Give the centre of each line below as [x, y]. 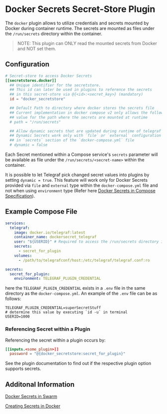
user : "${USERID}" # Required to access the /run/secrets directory [86, 242]
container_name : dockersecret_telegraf [55, 237]
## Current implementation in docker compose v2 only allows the [79, 113]
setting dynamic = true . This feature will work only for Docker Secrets [77, 180]
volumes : [23, 256]
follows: [13, 299]
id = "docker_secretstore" [38, 99]
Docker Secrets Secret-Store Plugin [80, 9]
